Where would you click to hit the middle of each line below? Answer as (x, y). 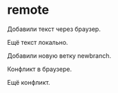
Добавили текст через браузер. (54, 29)
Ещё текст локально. (38, 42)
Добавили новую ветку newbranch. (59, 55)
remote (28, 10)
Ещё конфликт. (29, 82)
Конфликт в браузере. (40, 69)
